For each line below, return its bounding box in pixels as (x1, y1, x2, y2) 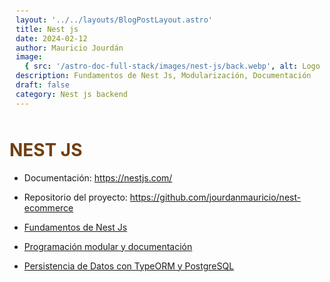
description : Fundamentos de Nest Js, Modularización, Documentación (15, 71, 312, 81)
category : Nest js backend (15, 89, 128, 99)
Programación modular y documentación (23, 240, 193, 252)
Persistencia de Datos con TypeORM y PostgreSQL (23, 260, 235, 272)
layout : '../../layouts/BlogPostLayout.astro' (15, 15, 214, 25)
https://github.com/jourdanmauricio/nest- (129, 191, 302, 203)
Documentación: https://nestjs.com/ (23, 171, 173, 184)
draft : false (15, 80, 70, 90)
